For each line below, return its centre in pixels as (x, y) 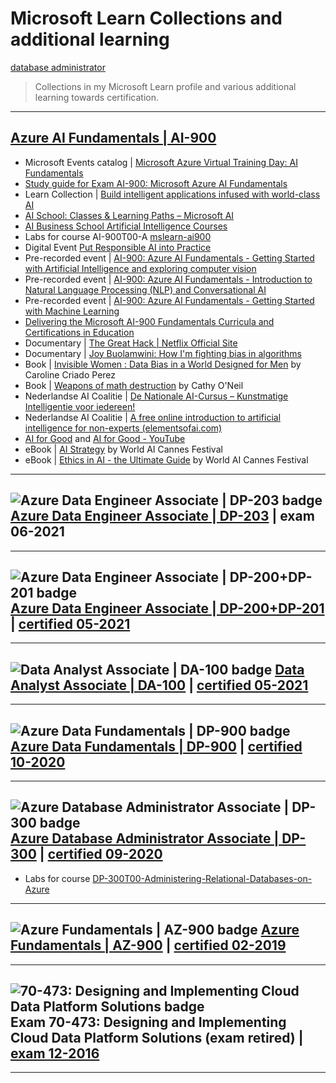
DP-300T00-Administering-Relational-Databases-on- (202, 878)
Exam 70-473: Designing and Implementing (148, 1022)
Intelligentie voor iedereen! (80, 406)
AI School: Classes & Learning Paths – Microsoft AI (129, 215)
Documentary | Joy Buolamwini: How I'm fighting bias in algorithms (163, 353)
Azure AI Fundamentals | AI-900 (113, 138)
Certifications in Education (79, 332)
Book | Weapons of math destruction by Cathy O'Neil (134, 385)
